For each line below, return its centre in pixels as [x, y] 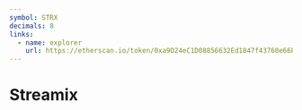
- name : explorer [50, 42]
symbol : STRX [34, 17]
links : [22, 34]
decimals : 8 [31, 26]
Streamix [44, 95]
